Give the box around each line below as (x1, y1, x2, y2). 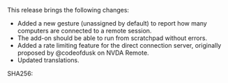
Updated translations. (17, 56, 80, 64)
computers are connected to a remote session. (17, 27, 152, 35)
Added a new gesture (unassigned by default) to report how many (17, 19, 207, 27)
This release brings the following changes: (7, 6, 130, 14)
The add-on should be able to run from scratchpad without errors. (17, 34, 208, 42)
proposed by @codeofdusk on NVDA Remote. (17, 48, 149, 57)
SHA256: (7, 69, 33, 77)
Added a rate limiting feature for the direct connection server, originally (17, 41, 222, 49)
